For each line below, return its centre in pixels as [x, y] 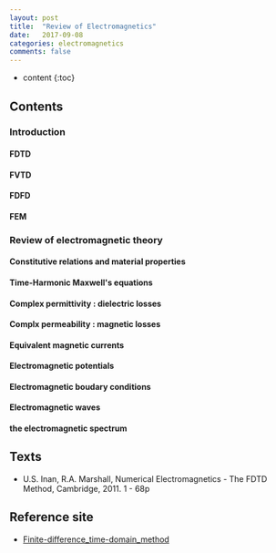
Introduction [37, 132]
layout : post [34, 18]
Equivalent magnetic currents [67, 345]
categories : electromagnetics [67, 43]
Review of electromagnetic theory [87, 240]
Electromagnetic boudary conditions [81, 386]
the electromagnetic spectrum [68, 428]
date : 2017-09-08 [46, 35]
